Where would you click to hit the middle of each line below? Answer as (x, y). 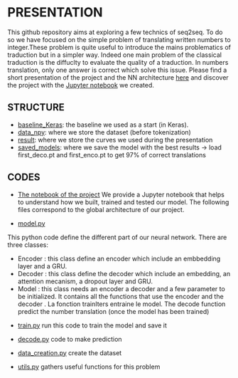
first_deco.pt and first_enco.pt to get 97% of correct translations (112, 154)
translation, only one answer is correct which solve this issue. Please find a (117, 70)
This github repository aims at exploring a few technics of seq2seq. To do (115, 32)
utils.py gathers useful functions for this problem (89, 367)
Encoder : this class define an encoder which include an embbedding (119, 258)
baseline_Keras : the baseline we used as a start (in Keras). (103, 125)
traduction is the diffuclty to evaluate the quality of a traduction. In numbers (118, 62)
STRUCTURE (36, 107)
